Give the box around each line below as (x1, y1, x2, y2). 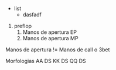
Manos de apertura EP (22, 29, 77, 36)
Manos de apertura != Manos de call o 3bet (5, 46, 110, 53)
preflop (13, 23, 32, 29)
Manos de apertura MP (22, 35, 79, 41)
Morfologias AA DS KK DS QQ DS (5, 58, 86, 64)
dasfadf (22, 11, 42, 18)
